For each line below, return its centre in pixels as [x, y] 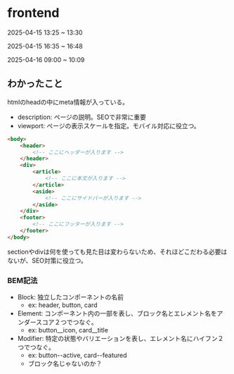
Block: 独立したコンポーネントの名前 [71, 297]
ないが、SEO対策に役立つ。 [47, 260]
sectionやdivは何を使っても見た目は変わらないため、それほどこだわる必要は [117, 251]
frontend [33, 13]
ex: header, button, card [63, 305]
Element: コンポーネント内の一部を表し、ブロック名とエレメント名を [117, 313]
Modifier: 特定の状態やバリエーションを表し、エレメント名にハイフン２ [121, 339]
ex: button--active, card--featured [78, 355]
